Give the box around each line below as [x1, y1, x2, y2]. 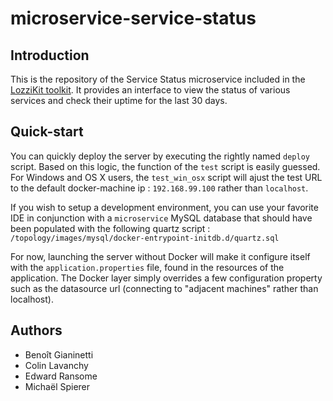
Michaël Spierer [24, 380, 91, 392]
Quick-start [10, 123, 84, 141]
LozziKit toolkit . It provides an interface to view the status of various [10, 84, 291, 96]
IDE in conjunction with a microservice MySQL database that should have [10, 212, 313, 224]
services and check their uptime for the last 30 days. [10, 95, 228, 106]
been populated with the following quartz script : [10, 222, 211, 234]
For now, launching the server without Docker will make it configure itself [10, 250, 311, 262]
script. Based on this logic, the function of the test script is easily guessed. [10, 160, 321, 172]
